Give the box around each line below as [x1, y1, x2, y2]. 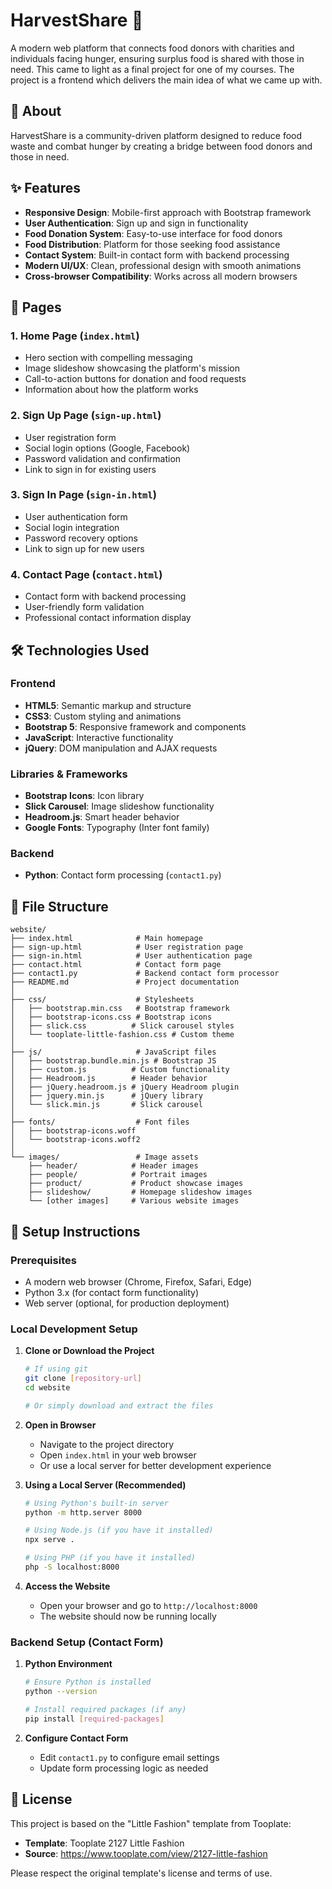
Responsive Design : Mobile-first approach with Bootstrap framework [24, 206, 312, 218]
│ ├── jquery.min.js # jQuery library [10, 1091, 203, 1101]
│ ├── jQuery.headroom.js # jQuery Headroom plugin [10, 1082, 240, 1093]
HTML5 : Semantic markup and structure [24, 699, 192, 711]
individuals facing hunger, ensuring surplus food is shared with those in [10, 52, 305, 64]
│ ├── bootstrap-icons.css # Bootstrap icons [10, 1012, 213, 1023]
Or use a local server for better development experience [39, 1459, 272, 1471]
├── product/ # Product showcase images [28, 1179, 244, 1189]
